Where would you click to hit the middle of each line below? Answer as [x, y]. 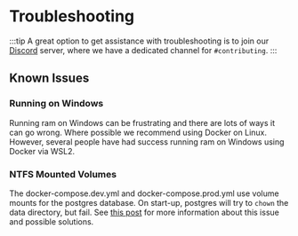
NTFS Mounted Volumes [63, 174]
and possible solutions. [52, 221]
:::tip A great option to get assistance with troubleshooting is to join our [139, 41]
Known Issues [49, 79]
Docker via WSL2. [42, 151]
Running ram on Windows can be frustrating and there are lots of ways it [142, 122]
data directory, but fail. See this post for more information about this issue [145, 212]
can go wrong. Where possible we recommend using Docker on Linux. [138, 132]
